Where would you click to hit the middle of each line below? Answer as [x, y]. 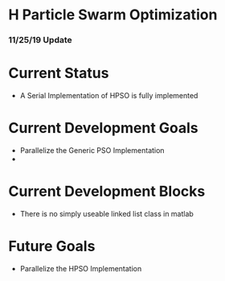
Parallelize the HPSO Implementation [81, 268]
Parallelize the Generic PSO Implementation [92, 150]
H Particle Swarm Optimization [113, 15]
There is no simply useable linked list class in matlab [107, 213]
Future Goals [52, 246]
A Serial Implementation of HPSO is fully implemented [109, 96]
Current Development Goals [103, 128]
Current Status [59, 73]
